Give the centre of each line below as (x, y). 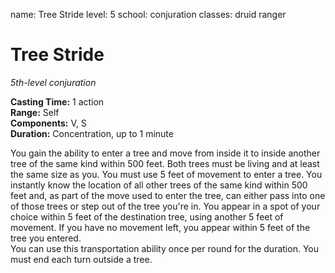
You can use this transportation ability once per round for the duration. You (164, 248)
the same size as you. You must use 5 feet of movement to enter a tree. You (166, 174)
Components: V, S (48, 123)
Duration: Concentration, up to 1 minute (92, 133)
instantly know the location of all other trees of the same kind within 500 (159, 185)
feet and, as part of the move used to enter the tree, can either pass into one (168, 195)
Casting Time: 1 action (57, 101)
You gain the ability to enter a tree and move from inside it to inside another (165, 153)
